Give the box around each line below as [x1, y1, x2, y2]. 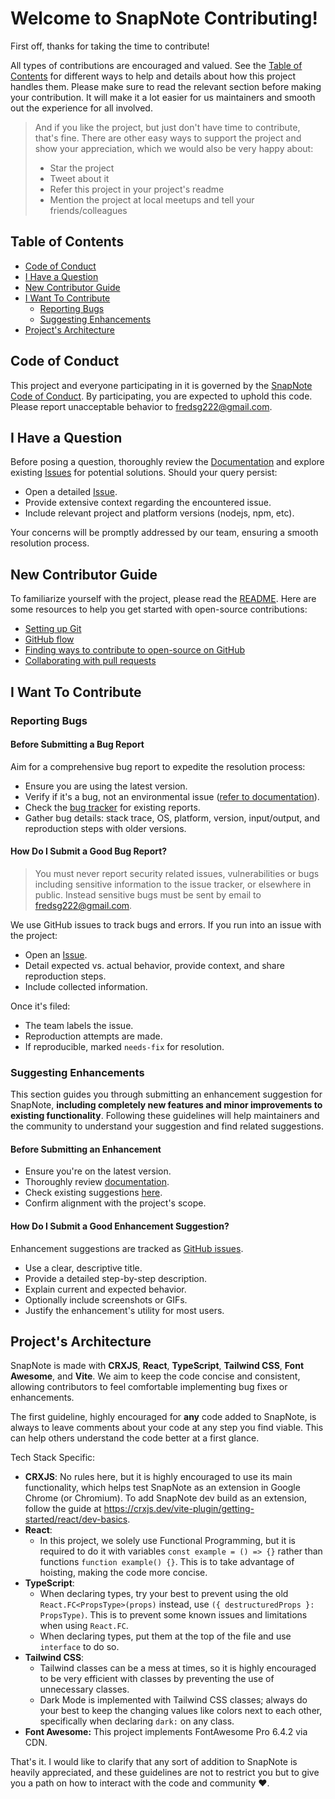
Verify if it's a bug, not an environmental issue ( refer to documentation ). [24, 790, 320, 802]
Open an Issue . [24, 948, 88, 961]
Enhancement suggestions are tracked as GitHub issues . [10, 1242, 244, 1254]
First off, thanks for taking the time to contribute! [10, 40, 210, 52]
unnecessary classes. [39, 1683, 130, 1696]
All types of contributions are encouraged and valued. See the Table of [10, 59, 303, 71]
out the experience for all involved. [10, 102, 153, 114]
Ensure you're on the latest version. [24, 1165, 172, 1177]
